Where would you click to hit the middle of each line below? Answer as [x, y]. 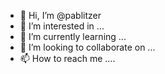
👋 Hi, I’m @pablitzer [60, 15]
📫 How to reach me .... [67, 58]
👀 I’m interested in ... [62, 26]
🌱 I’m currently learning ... [73, 36]
